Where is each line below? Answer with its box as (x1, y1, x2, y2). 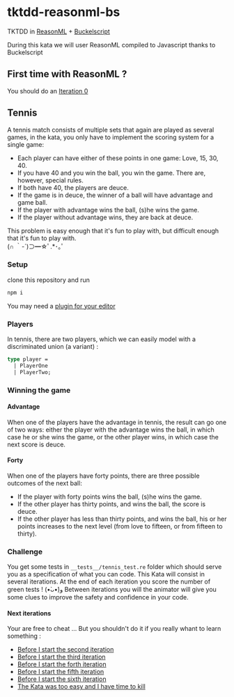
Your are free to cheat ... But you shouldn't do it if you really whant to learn (7, 625, 221, 633)
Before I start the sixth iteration (17, 675, 107, 683)
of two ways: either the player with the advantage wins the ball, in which (7, 425, 214, 434)
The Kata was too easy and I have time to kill (17, 682, 146, 691)
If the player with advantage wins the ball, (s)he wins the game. (17, 205, 200, 214)
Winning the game (7, 385, 71, 395)
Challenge (7, 547, 43, 556)
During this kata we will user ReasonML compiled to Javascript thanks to (7, 40, 216, 49)
